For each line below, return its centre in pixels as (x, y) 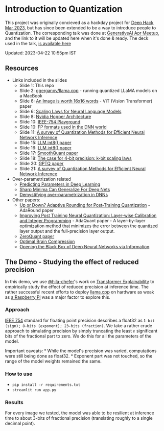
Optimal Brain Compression (47, 241)
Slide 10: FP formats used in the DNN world (63, 127)
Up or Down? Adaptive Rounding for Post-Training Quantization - (85, 205)
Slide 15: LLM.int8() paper (46, 143)
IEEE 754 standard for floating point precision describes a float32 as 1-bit (80, 320)
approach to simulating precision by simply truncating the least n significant (81, 331)
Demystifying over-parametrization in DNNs (64, 194)
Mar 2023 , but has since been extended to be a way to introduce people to (81, 27)
